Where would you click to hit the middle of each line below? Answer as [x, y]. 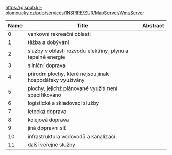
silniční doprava [46, 65]
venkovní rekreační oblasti [59, 34]
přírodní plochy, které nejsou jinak [68, 74]
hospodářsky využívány [56, 80]
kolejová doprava [48, 120]
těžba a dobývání [48, 42]
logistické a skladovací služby [63, 103]
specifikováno [44, 95]
